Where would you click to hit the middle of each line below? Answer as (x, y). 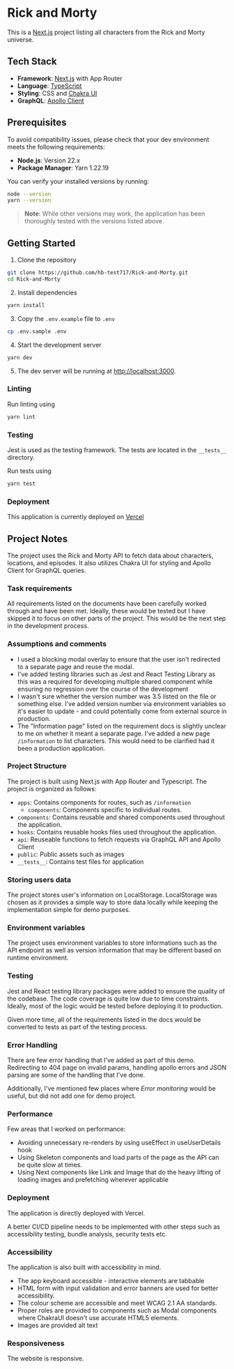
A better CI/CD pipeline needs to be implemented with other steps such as (114, 1227)
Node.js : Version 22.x (49, 160)
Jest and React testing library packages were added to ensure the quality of (116, 991)
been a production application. (61, 748)
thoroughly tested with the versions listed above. (94, 221)
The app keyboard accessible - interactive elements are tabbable (111, 1280)
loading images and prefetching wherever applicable (93, 1180)
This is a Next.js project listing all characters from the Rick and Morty (106, 32)
